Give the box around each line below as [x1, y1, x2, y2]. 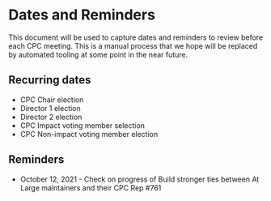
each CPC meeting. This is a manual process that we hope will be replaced [8, 41, 258, 50]
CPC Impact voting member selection [19, 120, 146, 130]
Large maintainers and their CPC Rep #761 [19, 182, 162, 192]
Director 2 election [19, 112, 83, 122]
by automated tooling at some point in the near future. [8, 49, 188, 59]
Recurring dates [8, 73, 91, 87]
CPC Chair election [19, 95, 84, 105]
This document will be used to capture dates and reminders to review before [8, 32, 264, 42]
